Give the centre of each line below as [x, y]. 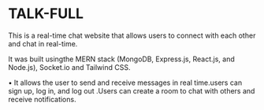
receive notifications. [42, 99]
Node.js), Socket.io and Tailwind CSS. [69, 67]
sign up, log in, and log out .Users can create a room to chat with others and [132, 90]
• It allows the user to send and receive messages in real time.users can [125, 82]
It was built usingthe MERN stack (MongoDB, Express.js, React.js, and [121, 59]
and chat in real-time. [43, 43]
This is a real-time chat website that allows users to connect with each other [132, 35]
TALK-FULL [46, 14]
